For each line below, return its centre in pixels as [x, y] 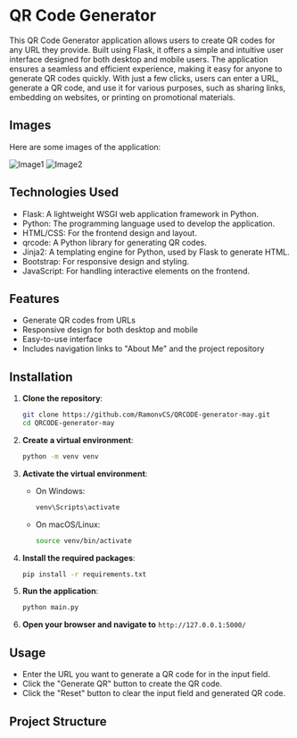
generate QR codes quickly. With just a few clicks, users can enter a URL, [144, 78]
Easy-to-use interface [62, 340]
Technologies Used [64, 193]
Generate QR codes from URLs [79, 320]
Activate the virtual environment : [85, 474]
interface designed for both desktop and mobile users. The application [139, 59]
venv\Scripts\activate [78, 507]
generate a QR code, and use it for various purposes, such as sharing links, [148, 88]
